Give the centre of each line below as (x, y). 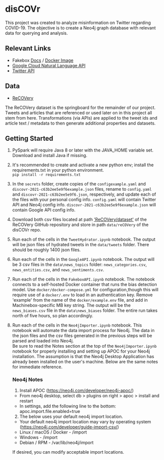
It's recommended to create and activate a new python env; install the (83, 165)
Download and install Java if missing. (50, 155)
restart (26, 401)
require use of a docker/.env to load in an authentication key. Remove (82, 295)
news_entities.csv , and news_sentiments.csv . (58, 270)
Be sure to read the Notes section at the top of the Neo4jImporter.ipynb (84, 346)
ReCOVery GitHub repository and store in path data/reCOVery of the (80, 225)
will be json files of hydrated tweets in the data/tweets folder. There (81, 245)
